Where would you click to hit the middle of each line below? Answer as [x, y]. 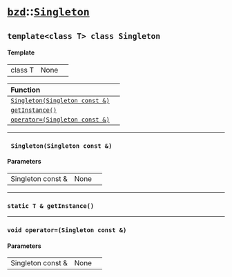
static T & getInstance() [51, 206]
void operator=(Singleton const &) [67, 230]
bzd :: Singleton [48, 11]
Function [26, 90]
